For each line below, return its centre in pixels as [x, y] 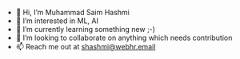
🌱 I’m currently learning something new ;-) [86, 29]
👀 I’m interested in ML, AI [57, 21]
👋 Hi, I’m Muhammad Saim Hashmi [72, 12]
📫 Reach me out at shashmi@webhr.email [86, 47]
